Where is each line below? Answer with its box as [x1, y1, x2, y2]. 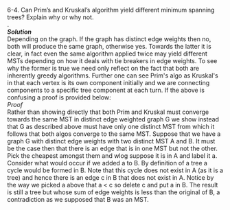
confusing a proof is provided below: [7, 93, 111, 102]
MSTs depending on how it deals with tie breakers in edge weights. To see [7, 57, 218, 65]
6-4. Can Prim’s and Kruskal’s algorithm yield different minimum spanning [7, 6, 215, 14]
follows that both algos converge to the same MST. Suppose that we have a [7, 130, 221, 138]
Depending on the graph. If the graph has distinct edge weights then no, [7, 35, 211, 43]
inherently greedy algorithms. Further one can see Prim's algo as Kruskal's [7, 71, 218, 80]
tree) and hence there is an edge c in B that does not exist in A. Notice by [7, 174, 214, 181]
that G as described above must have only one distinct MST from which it [7, 123, 215, 130]
